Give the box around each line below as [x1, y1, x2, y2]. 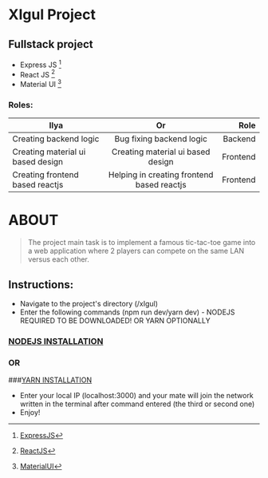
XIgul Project [8, 6, 96, 24]
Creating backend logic [12, 133, 100, 144]
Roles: [8, 99, 33, 110]
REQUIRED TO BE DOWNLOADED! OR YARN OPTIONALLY [19, 316, 211, 326]
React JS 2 [19, 68, 56, 79]
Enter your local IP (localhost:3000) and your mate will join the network [19, 391, 254, 401]
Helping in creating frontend [108, 169, 214, 180]
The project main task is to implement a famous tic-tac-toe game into [27, 238, 256, 247]
